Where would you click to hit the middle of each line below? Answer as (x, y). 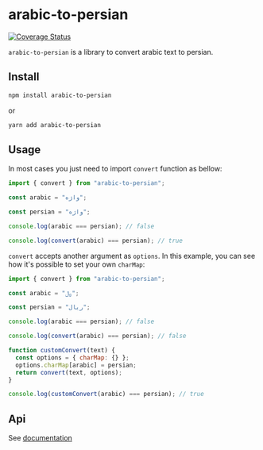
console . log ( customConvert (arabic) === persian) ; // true (106, 394)
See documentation (41, 438)
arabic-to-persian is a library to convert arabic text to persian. (111, 52)
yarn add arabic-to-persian (55, 125)
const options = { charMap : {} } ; (72, 358)
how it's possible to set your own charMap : (77, 264)
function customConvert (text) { (62, 351)
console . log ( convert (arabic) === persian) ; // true (95, 240)
